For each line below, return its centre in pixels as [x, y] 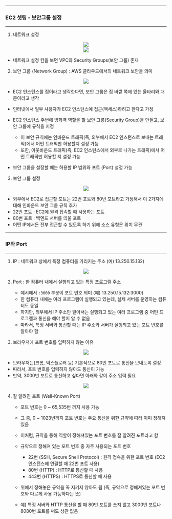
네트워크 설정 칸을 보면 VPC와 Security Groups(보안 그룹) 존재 [76, 60]
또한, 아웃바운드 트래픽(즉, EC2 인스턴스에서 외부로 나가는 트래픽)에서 [90, 150]
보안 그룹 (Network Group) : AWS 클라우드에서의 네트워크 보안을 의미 [82, 71]
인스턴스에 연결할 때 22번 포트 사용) [64, 464]
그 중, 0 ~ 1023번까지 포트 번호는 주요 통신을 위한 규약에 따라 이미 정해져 [93, 418]
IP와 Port [16, 244]
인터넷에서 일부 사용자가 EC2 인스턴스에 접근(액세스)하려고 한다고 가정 [83, 109]
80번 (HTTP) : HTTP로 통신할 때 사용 [66, 470]
